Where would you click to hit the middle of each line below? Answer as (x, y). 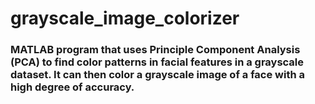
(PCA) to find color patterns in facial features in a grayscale (157, 62)
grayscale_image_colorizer (125, 18)
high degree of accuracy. (72, 87)
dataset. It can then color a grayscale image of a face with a (158, 75)
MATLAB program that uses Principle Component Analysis (155, 50)
